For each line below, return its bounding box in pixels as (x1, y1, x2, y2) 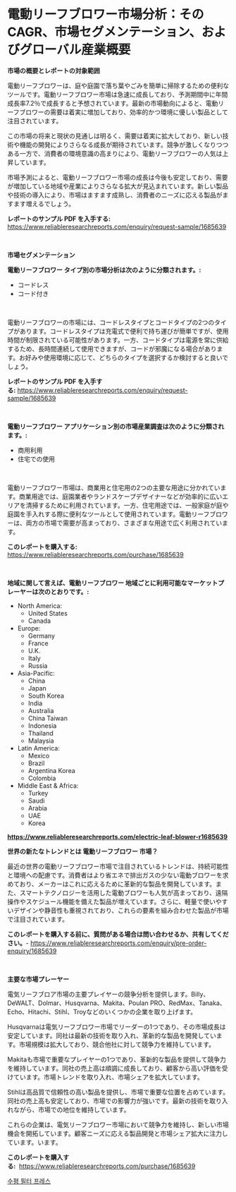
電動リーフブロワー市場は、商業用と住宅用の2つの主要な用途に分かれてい (7, 483, 221, 492)
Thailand (27, 729, 54, 737)
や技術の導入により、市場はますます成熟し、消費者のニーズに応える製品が (7, 190, 223, 199)
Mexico (27, 751, 50, 760)
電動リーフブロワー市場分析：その (7, 6, 204, 23)
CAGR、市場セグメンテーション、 (7, 24, 202, 40)
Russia (27, 661, 48, 670)
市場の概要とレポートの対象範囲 (7, 66, 100, 75)
